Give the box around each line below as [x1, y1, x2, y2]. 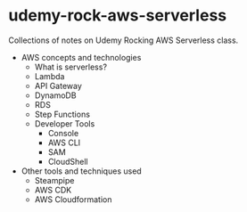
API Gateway [34, 80, 82, 91]
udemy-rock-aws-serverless [8, 5, 227, 26]
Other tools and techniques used [21, 166, 142, 176]
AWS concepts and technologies [21, 52, 142, 62]
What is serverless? [34, 61, 108, 72]
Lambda [34, 70, 65, 81]
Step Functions [34, 109, 91, 119]
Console [47, 127, 79, 138]
